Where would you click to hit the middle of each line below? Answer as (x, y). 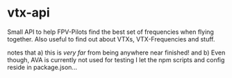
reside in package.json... (42, 67)
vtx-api (28, 13)
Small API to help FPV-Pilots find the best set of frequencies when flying (110, 32)
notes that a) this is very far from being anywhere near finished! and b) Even (116, 52)
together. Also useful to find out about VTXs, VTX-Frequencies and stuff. (111, 39)
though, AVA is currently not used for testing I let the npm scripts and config (116, 59)
